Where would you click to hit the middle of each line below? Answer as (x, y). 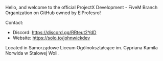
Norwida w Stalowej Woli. (32, 53)
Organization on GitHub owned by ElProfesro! (53, 13)
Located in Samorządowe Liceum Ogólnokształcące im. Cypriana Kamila (82, 48)
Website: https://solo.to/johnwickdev (51, 38)
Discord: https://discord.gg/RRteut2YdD (54, 32)
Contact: (15, 23)
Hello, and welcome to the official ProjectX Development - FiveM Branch (81, 7)
